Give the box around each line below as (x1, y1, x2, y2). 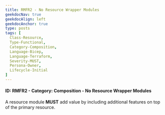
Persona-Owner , (9, 63, 41, 68)
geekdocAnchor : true (5, 21, 48, 26)
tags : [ (5, 30, 21, 35)
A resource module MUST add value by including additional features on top (5, 99, 160, 105)
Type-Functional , (9, 40, 46, 45)
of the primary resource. (5, 104, 55, 110)
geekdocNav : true (5, 12, 41, 17)
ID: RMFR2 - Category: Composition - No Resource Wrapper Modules (5, 88, 151, 94)
